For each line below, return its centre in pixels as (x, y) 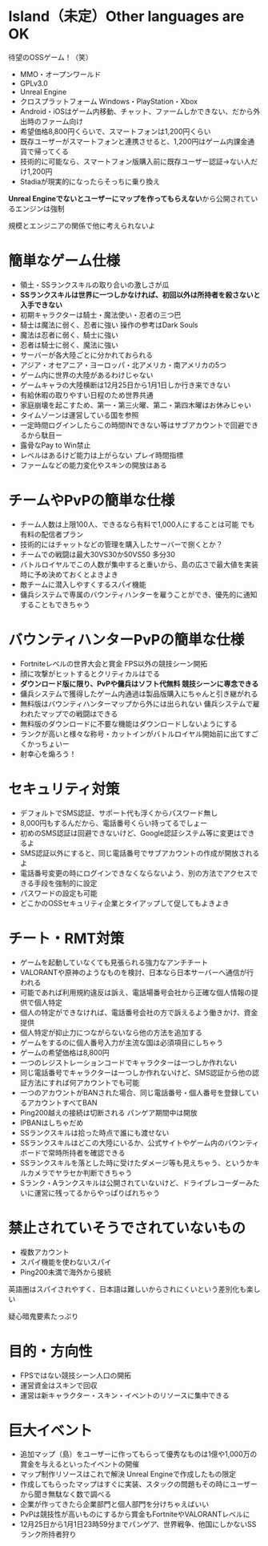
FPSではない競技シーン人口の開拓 (76, 1375)
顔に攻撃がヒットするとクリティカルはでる (90, 674)
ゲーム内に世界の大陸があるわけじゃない (86, 374)
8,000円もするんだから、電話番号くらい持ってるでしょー (114, 823)
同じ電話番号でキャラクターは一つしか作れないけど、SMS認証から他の (136, 1072)
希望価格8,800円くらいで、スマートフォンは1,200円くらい (115, 131)
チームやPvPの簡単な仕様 (92, 501)
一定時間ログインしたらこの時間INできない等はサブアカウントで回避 (132, 425)
